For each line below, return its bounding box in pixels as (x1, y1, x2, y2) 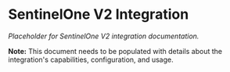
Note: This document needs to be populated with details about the (8, 46, 223, 56)
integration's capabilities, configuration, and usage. (8, 55, 174, 64)
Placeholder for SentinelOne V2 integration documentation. (8, 31, 199, 41)
